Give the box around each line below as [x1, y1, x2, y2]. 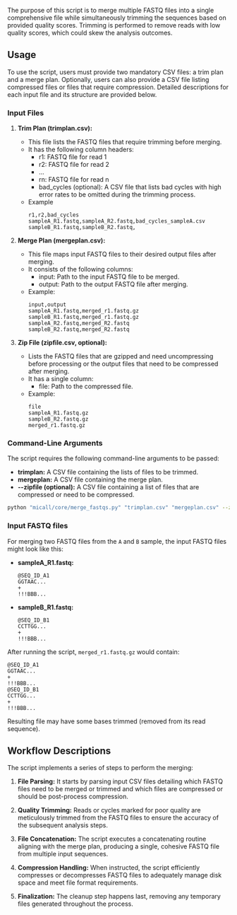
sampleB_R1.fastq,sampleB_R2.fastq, [28, 224, 136, 231]
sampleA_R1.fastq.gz [28, 409, 89, 416]
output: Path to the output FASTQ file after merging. [38, 280, 188, 289]
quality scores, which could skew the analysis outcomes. [7, 28, 173, 37]
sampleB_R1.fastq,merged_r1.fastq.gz [28, 314, 140, 321]
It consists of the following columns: [28, 265, 133, 274]
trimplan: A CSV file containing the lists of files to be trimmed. [17, 468, 199, 477]
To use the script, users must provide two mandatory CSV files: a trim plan [7, 67, 224, 76]
